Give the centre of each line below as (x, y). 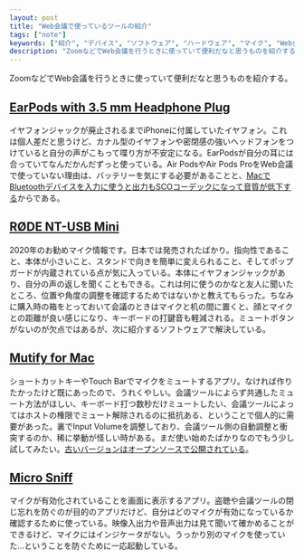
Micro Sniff (41, 477)
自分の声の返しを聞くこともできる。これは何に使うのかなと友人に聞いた (159, 284)
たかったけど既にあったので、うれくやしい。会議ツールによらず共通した (144, 392)
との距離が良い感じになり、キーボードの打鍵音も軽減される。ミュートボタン (152, 317)
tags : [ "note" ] (38, 34)
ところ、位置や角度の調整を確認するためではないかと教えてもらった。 (140, 295)
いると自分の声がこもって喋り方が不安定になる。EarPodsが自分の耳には (159, 152)
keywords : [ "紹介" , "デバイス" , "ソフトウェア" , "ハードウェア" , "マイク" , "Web (151, 43)
